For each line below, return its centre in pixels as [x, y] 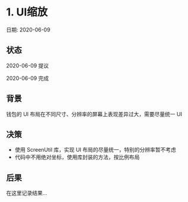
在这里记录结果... [27, 193]
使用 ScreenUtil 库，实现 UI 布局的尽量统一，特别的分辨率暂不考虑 [95, 150]
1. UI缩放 [27, 12]
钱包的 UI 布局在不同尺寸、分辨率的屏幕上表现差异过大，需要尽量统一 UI [94, 114]
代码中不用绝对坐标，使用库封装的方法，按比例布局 [77, 157]
